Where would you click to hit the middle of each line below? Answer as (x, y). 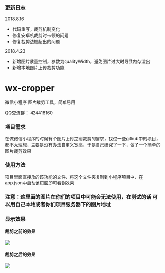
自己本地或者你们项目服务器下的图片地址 (63, 204)
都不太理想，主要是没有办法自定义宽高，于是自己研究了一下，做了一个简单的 (83, 145)
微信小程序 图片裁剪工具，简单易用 (40, 102)
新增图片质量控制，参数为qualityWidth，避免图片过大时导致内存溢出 (81, 62)
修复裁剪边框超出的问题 (36, 42)
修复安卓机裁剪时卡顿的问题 (40, 35)
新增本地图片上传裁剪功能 (38, 68)
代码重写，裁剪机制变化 (36, 29)
